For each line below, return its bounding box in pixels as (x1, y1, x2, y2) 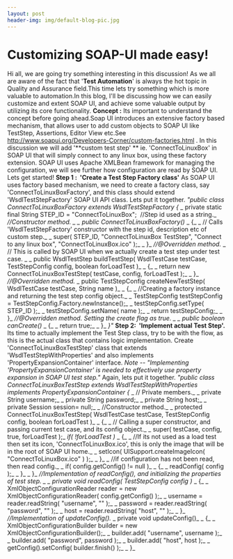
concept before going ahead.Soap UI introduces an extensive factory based (7, 114, 225, 123)
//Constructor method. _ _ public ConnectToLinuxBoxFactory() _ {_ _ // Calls (7, 217, 223, 227)
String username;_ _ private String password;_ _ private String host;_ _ (7, 395, 207, 404)
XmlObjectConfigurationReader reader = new (7, 484, 137, 493)
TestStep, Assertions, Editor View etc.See (7, 129, 127, 137)
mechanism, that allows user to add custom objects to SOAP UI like (7, 121, 200, 130)
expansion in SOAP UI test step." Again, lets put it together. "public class (7, 374, 215, 382)
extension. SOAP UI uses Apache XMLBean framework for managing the (7, 158, 215, 167)
